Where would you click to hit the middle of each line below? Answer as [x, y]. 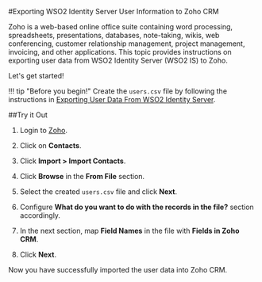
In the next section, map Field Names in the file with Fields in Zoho [129, 231]
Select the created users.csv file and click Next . [98, 192]
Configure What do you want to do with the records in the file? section [137, 207]
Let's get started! [37, 76]
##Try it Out [28, 115]
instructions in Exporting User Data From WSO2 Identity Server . [112, 99]
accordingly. [40, 215]
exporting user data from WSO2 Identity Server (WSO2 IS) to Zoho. [118, 60]
